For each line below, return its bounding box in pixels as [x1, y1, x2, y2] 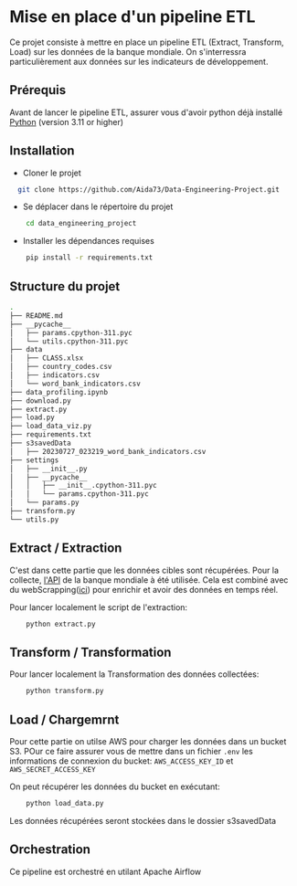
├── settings [9, 455, 59, 465]
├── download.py [9, 396, 71, 406]
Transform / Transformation [9, 644, 172, 659]
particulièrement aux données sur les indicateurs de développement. [9, 56, 269, 67]
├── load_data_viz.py [9, 422, 92, 431]
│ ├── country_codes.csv [9, 363, 112, 372]
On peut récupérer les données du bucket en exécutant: [9, 781, 221, 792]
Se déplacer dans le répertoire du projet [22, 201, 174, 212]
